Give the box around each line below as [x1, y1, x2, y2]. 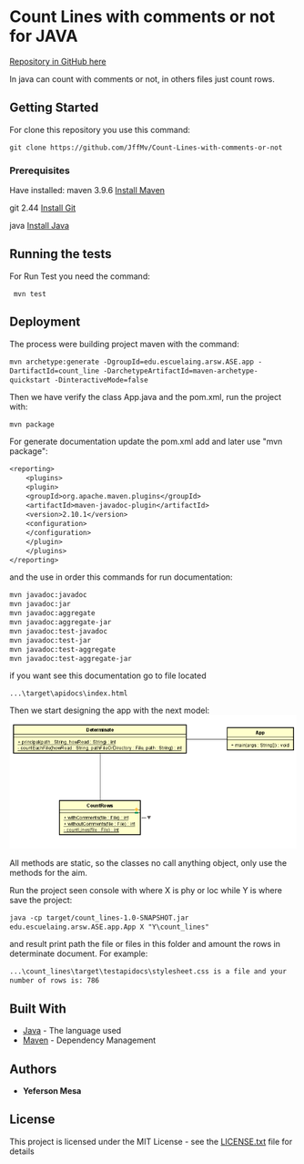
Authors [9, 1061, 57, 1076]
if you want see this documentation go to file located [9, 670, 207, 681]
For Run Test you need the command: [9, 271, 150, 282]
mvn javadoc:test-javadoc [9, 626, 107, 635]
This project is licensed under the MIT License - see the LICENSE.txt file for [9, 1136, 293, 1147]
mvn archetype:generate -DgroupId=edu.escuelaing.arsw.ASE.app [9, 357, 255, 366]
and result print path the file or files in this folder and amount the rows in [9, 939, 280, 950]
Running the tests [9, 246, 112, 262]
